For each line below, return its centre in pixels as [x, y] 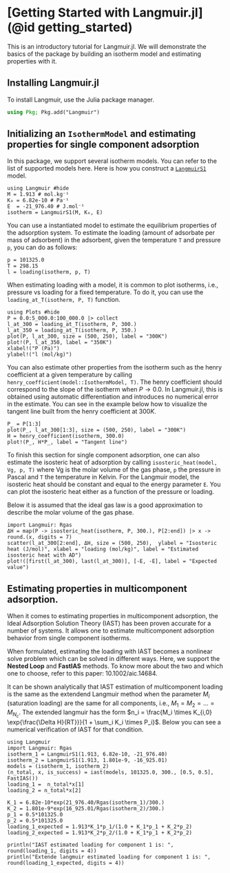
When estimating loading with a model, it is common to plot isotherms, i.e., [113, 285]
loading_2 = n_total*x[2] [44, 790]
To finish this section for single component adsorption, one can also [104, 455]
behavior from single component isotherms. [69, 638]
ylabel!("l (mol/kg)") [40, 355]
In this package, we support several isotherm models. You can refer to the [112, 161]
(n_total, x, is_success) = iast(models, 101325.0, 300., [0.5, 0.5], [111, 772]
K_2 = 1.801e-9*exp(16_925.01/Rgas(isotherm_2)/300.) [86, 808]
